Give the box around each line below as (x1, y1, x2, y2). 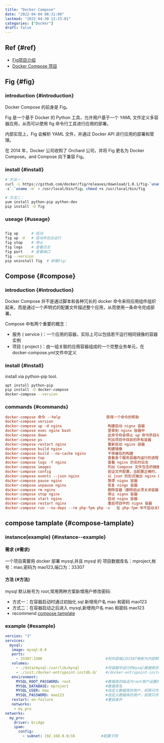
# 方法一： (5, 177, 24, 182)
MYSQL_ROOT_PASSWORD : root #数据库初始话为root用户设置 (16, 679, 157, 684)
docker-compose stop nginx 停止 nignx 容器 (5, 492, 138, 497)
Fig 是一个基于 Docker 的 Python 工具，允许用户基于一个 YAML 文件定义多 (5, 114, 155, 120)
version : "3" (5, 633, 32, 638)
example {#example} (5, 622, 56, 629)
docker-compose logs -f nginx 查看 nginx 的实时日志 (5, 460, 149, 465)
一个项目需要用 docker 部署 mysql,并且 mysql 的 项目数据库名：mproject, (5, 558, 152, 564)
